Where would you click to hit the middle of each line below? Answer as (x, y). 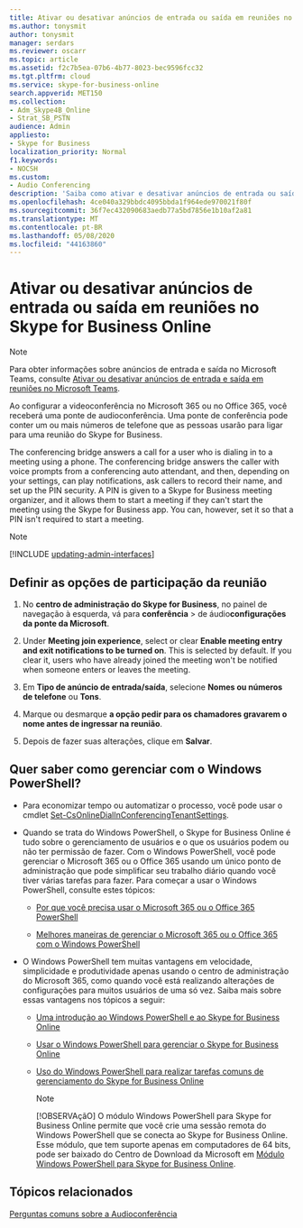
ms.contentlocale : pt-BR (56, 227)
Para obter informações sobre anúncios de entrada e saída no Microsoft (143, 370)
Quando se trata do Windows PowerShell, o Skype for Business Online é (156, 832)
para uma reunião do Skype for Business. (86, 435)
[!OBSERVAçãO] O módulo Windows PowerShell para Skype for (154, 1115)
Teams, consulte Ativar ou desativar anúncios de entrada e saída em (137, 379)
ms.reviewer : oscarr (48, 51)
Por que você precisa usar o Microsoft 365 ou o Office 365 (145, 907)
